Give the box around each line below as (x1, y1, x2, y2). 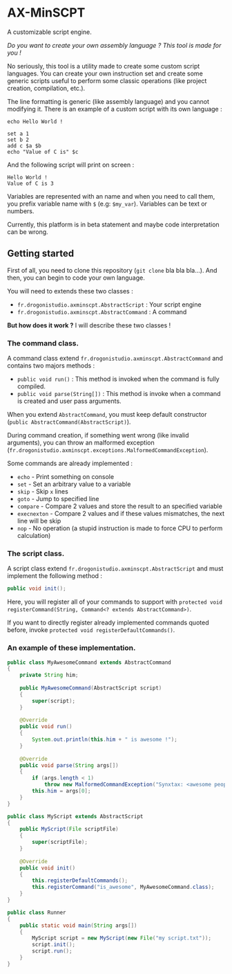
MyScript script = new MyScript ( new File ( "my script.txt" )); (32, 935, 212, 942)
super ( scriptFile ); (32, 839, 88, 846)
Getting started (7, 248, 75, 260)
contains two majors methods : (7, 361, 95, 370)
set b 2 (7, 136, 30, 143)
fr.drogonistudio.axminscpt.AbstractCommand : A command (17, 307, 187, 316)
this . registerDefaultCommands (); (32, 877, 128, 884)
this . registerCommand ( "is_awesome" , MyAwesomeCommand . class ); (32, 884, 215, 891)
